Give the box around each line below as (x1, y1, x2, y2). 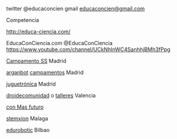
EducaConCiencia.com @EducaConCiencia (6, 40, 113, 46)
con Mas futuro (6, 103, 44, 110)
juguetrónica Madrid (6, 80, 56, 87)
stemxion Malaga (6, 115, 49, 122)
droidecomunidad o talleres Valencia (6, 92, 96, 99)
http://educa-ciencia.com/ (6, 28, 71, 35)
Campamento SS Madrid (6, 58, 67, 64)
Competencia (6, 17, 39, 23)
